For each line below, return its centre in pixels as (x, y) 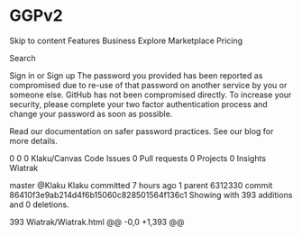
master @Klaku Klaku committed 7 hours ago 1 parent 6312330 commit (141, 185)
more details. (34, 141)
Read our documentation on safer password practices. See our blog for (142, 131)
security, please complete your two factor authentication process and (138, 104)
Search (23, 58)
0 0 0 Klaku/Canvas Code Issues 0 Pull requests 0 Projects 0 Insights (138, 158)
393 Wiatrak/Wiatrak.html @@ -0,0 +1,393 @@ (97, 222)
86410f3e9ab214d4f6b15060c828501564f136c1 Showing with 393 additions (151, 195)
